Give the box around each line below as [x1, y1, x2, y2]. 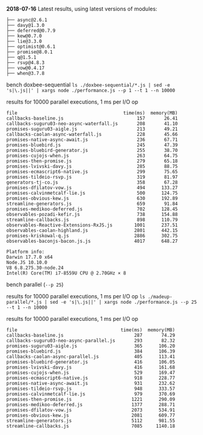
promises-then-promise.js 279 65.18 [6, 158, 178, 164]
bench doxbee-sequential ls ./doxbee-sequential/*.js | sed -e [6, 81, 170, 88]
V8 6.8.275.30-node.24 [6, 265, 64, 271]
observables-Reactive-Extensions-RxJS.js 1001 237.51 [6, 222, 178, 228]
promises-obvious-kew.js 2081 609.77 [6, 412, 175, 419]
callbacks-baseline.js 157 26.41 [6, 115, 178, 121]
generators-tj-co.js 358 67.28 [6, 179, 178, 185]
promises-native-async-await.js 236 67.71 [6, 137, 178, 143]
